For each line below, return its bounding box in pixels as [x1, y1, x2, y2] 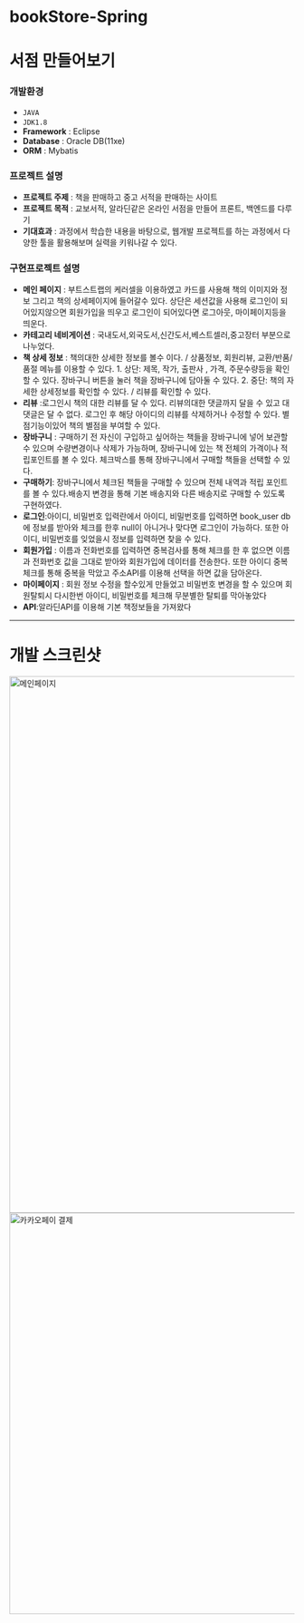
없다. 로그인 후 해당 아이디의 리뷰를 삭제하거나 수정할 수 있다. [66, 409, 280, 420]
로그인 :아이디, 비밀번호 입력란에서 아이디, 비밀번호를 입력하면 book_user [22, 510, 279, 522]
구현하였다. [22, 500, 62, 510]
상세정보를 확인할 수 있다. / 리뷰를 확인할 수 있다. [39, 386, 211, 397]
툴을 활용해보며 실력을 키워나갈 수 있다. [39, 237, 178, 248]
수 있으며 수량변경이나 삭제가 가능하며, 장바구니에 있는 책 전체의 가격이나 [22, 442, 279, 454]
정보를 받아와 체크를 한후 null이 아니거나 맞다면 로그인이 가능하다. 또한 [32, 522, 280, 533]
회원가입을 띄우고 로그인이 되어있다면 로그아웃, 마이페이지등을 [69, 306, 287, 318]
